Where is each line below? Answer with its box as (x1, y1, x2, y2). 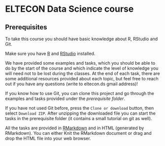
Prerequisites (5, 23, 47, 31)
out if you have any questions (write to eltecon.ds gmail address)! (5, 81, 138, 87)
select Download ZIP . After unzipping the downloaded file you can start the (5, 110, 156, 116)
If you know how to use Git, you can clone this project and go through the (5, 91, 154, 96)
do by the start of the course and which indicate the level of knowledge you (5, 65, 159, 71)
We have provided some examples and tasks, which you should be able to (5, 60, 156, 66)
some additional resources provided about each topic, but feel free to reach (5, 76, 159, 81)
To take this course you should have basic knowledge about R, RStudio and (5, 36, 158, 42)
